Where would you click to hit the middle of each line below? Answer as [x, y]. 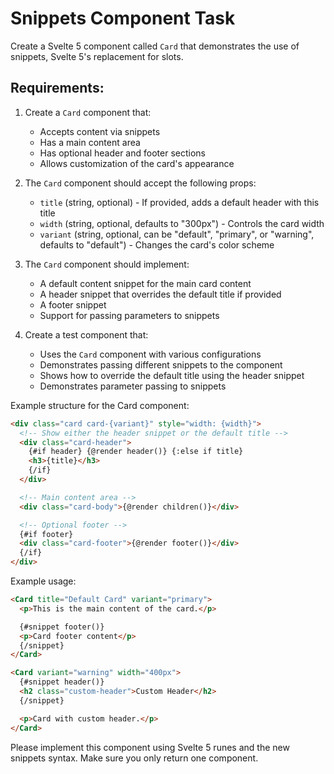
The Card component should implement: [107, 264]
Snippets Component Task [123, 18]
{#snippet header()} [62, 682]
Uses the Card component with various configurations [150, 354]
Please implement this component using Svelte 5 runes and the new [150, 747]
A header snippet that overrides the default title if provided [160, 294]
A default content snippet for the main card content [145, 283]
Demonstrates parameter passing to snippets [133, 386]
